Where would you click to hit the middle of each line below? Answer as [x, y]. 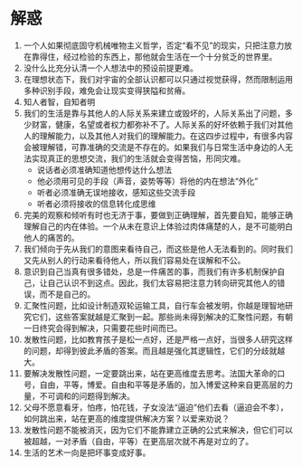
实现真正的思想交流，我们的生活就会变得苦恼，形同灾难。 [138, 158]
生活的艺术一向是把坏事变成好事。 [87, 452]
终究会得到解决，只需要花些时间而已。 [111, 328]
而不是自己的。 [67, 294]
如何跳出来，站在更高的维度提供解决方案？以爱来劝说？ [126, 418]
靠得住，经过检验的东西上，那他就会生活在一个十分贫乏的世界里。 [154, 56]
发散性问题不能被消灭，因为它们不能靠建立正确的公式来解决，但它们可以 [158, 430]
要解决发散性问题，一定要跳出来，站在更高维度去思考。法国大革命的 [150, 373]
